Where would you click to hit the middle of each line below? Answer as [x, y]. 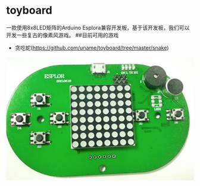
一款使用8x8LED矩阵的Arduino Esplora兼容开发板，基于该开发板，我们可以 [98, 27]
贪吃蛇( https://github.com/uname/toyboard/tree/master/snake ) [92, 48]
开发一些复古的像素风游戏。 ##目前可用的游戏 [62, 35]
